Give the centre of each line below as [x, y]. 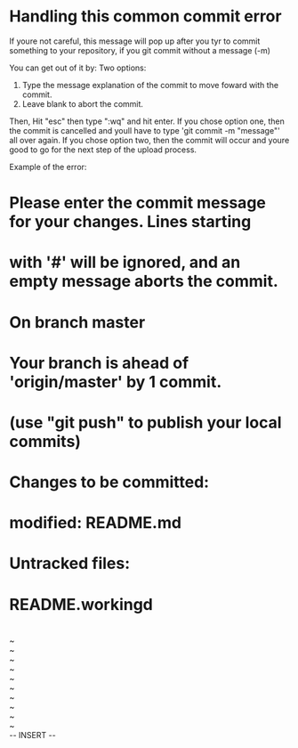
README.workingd [81, 604]
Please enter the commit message [138, 203]
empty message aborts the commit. [144, 281]
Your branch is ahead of [99, 363]
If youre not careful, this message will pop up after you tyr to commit [135, 41]
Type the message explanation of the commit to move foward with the [150, 85]
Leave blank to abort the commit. [83, 103]
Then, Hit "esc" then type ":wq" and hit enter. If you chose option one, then [147, 121]
